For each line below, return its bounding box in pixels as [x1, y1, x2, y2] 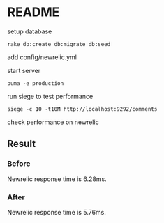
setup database [7, 27, 52, 36]
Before [7, 159, 31, 169]
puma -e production [7, 79, 64, 87]
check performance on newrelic [7, 118, 99, 126]
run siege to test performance [7, 92, 94, 100]
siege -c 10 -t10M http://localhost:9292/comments [7, 105, 158, 112]
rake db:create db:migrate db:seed [7, 40, 111, 47]
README [7, 4, 60, 20]
